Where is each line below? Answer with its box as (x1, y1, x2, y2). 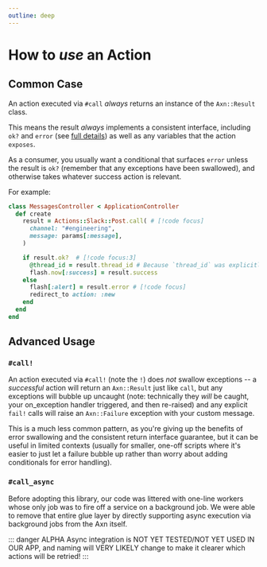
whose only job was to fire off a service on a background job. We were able (8, 502, 256, 511)
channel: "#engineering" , (29, 224, 115, 233)
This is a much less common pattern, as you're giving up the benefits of (8, 424, 244, 433)
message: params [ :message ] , (29, 232, 123, 240)
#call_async (8, 478, 55, 487)
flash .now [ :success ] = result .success (29, 268, 158, 277)
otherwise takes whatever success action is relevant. (8, 172, 182, 181)
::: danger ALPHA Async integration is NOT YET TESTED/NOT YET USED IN (8, 534, 255, 544)
